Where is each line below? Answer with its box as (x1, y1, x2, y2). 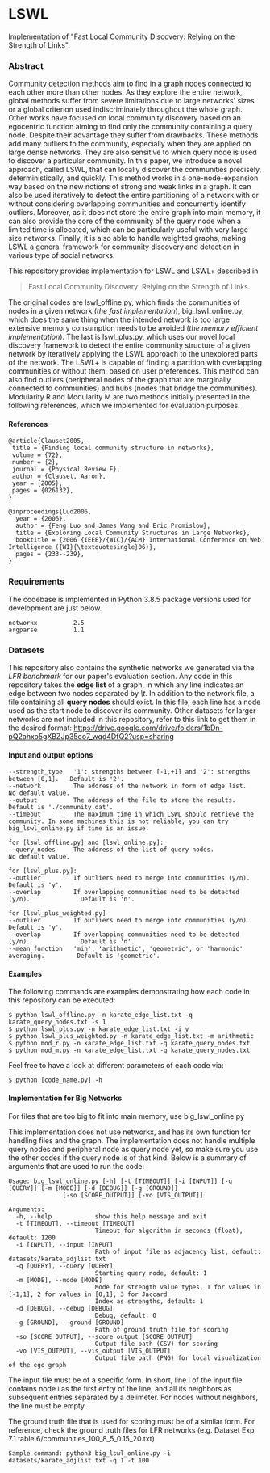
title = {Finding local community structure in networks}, (11, 444, 215, 453)
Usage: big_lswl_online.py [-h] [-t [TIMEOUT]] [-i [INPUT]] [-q (8, 1177, 232, 1185)
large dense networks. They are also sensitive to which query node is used (8, 147, 257, 158)
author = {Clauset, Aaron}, (11, 472, 106, 481)
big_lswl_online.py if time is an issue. (8, 825, 150, 833)
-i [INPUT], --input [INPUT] (15, 1240, 114, 1249)
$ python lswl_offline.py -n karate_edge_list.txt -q (8, 1011, 193, 1019)
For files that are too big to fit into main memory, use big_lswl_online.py (8, 1111, 244, 1121)
